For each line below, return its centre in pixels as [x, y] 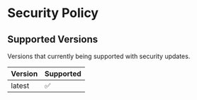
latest [20, 85]
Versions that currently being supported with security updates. [99, 56]
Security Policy [53, 13]
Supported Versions [52, 39]
